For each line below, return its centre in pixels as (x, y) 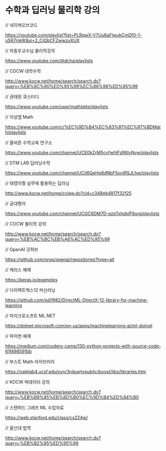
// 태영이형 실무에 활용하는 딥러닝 (37, 183)
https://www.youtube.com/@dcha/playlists (49, 60)
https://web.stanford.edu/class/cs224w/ (47, 417)
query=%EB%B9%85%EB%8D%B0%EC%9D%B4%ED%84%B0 (72, 397)
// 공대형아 (15, 203)
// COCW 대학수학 (23, 71)
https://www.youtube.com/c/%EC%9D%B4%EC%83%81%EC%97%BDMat (83, 127)
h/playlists (16, 132)
